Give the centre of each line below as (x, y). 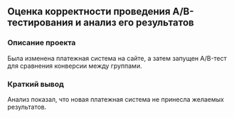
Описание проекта (42, 43)
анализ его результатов (138, 23)
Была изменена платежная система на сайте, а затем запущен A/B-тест (117, 58)
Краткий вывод (36, 84)
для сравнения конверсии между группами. (75, 66)
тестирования (40, 23)
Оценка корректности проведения (89, 12)
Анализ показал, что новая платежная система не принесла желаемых (116, 99)
